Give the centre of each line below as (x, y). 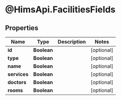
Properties (22, 28)
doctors (17, 82)
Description (72, 42)
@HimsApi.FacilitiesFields (60, 10)
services (18, 74)
